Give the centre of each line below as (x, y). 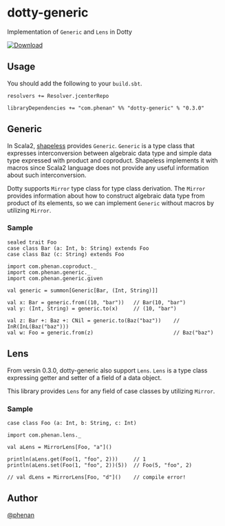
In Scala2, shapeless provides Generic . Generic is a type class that (101, 145)
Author (22, 498)
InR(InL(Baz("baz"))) (38, 326)
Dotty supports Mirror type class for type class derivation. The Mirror (106, 188)
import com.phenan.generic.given (55, 278)
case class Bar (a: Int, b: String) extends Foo (78, 248)
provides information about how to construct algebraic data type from (106, 196)
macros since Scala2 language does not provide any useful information (108, 167)
